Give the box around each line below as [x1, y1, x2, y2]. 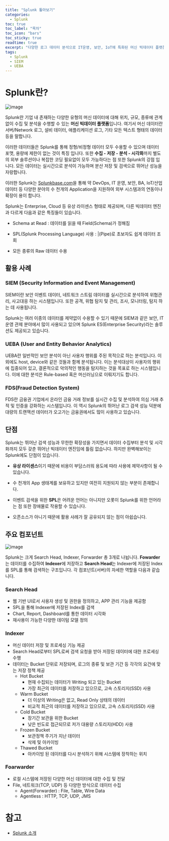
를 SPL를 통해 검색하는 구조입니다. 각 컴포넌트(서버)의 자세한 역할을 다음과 [5, 567, 151, 573]
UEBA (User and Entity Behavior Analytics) [5, 340, 112, 347]
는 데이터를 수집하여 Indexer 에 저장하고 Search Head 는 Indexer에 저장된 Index [5, 560, 163, 566]
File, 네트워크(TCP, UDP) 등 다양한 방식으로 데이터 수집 [12, 782, 122, 788]
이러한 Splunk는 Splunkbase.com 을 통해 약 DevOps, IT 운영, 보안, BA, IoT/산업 [5, 180, 162, 186]
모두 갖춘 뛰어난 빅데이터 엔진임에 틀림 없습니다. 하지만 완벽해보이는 [18, 446, 152, 452]
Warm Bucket [20, 691, 48, 697]
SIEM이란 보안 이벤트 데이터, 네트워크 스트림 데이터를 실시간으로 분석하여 [5, 291, 149, 297]
